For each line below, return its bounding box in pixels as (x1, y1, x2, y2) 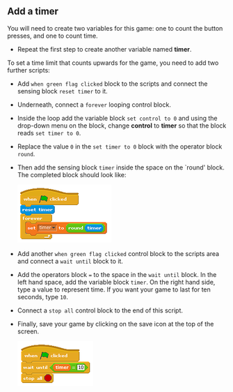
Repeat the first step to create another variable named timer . (17, 45, 192, 53)
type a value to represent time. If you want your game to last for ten (17, 285, 211, 294)
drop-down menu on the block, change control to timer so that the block (17, 121, 227, 130)
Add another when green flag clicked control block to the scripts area (17, 249, 220, 257)
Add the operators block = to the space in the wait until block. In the (17, 270, 217, 278)
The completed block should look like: (17, 170, 127, 179)
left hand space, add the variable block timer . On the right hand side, (17, 278, 216, 286)
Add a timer (7, 6, 59, 17)
